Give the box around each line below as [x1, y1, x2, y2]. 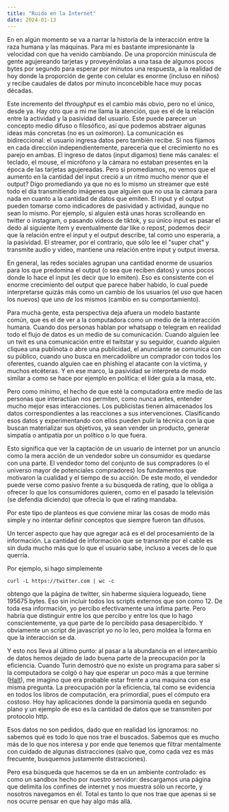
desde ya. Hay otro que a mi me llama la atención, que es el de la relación [7, 107, 215, 115]
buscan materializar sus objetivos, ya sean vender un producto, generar [7, 423, 210, 432]
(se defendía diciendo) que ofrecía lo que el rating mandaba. [7, 495, 178, 503]
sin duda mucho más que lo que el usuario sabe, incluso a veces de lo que [7, 543, 217, 552]
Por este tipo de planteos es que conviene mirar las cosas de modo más [7, 508, 211, 516]
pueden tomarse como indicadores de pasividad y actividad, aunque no [7, 202, 209, 210]
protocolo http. [7, 712, 49, 720]
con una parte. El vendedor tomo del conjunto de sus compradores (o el [7, 459, 210, 467]
